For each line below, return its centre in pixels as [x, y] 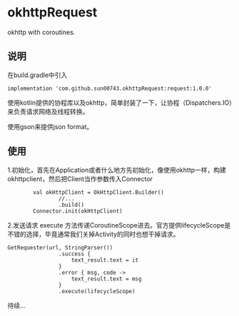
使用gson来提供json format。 [50, 126]
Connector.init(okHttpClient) [78, 211]
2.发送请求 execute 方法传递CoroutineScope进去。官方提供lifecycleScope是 [119, 225]
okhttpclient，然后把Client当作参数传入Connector [80, 178]
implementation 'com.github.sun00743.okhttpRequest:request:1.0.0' [110, 88]
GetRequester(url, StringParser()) [60, 248]
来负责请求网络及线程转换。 [48, 111]
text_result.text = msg [106, 279]
